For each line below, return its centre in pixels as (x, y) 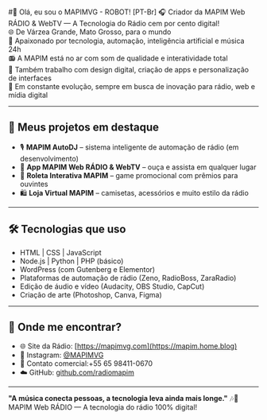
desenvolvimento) (49, 158)
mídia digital (28, 95)
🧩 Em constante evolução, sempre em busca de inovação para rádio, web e (132, 86)
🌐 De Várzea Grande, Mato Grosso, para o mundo (90, 32)
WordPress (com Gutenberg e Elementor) (87, 269)
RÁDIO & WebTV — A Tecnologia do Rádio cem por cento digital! (114, 23)
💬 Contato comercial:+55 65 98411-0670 (86, 364)
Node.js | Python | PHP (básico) (72, 261)
